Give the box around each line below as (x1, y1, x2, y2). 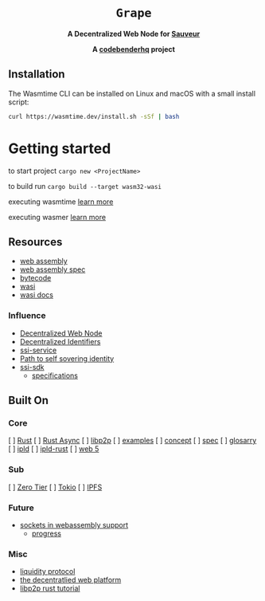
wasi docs (19, 290, 54, 300)
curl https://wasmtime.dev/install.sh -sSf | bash (8, 112, 180, 120)
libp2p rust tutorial (19, 583, 80, 593)
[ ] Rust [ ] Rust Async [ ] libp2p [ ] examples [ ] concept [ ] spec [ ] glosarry (8, 436, 257, 446)
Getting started (8, 139, 111, 157)
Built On (8, 394, 49, 407)
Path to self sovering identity (19, 353, 115, 363)
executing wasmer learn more (8, 212, 106, 222)
